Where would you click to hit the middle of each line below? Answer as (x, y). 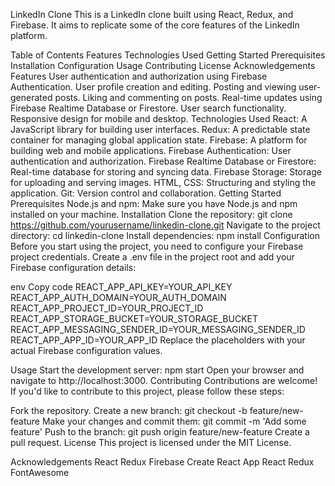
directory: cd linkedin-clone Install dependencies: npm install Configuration (165, 235)
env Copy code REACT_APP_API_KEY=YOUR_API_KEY (121, 287)
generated (31, 97)
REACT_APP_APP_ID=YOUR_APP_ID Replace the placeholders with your (158, 340)
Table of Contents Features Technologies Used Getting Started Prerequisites (168, 55)
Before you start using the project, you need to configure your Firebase (157, 246)
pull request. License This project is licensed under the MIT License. (151, 442)
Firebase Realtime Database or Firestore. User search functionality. (148, 108)
